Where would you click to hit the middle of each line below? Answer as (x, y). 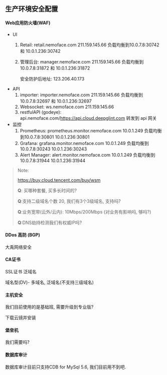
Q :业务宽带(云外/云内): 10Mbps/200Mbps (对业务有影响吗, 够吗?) (84, 212)
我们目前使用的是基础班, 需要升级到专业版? (49, 307)
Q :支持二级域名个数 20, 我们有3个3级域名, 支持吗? (69, 201)
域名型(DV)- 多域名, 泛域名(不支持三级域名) (50, 282)
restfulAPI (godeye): (41, 112)
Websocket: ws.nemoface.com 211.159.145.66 (67, 107)
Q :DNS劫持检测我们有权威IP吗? (50, 222)
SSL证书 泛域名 (21, 272)
